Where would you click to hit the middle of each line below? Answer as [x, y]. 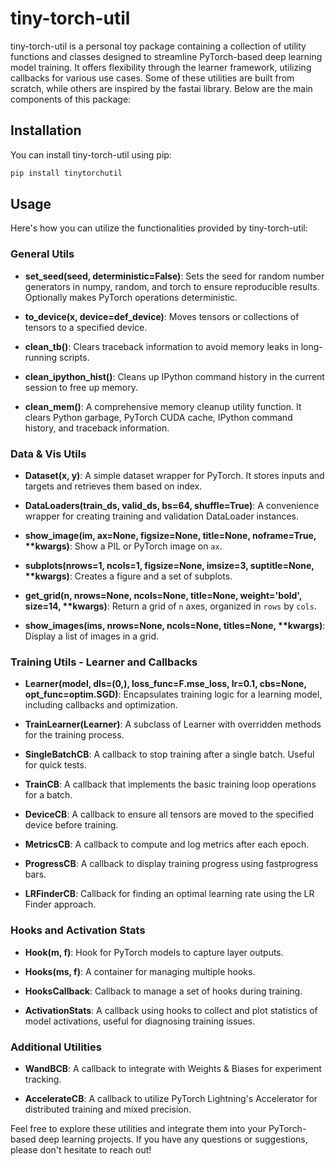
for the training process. [74, 735]
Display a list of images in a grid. [92, 636]
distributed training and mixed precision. [108, 1109]
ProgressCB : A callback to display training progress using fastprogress [171, 864]
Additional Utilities [56, 1047]
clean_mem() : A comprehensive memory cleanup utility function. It [163, 406]
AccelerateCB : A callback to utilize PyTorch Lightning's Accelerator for [171, 1098]
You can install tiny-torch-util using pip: [91, 154]
